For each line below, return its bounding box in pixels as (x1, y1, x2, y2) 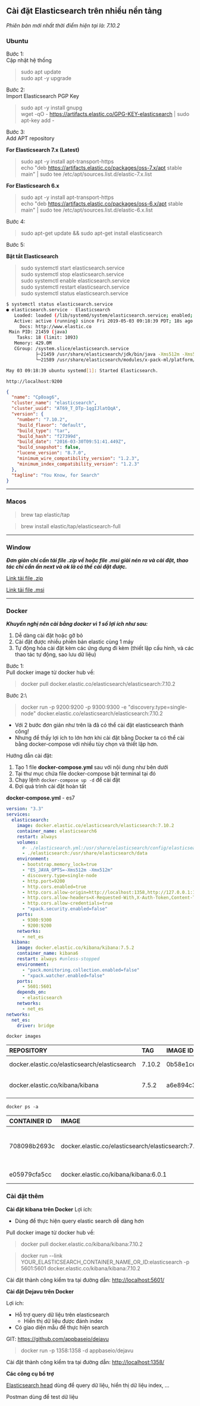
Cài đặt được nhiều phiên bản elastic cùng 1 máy (14, 638, 134, 645)
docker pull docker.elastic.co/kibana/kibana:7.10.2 (20, 1240, 143, 1248)
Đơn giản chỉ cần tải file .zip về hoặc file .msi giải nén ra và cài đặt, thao (6, 557, 189, 564)
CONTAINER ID (9, 1117, 52, 1125)
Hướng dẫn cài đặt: (6, 752, 53, 759)
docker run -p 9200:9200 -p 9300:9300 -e (20, 703, 127, 711)
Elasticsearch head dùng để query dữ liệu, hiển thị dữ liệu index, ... (6, 1382, 170, 1389)
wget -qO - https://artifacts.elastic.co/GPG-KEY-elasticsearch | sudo (20, 111, 189, 118)
